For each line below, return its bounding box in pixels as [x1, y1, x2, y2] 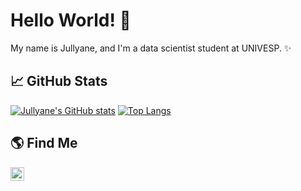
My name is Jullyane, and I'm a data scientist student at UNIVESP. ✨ [10, 42, 292, 54]
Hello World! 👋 [10, 9, 132, 32]
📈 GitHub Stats [10, 73, 108, 90]
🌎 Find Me [10, 135, 78, 152]
